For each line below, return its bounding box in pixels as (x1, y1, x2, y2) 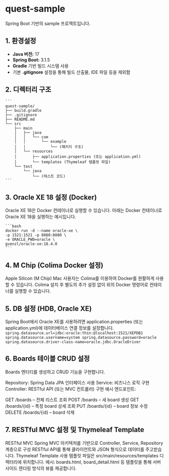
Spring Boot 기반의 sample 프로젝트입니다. (5, 20, 91, 26)
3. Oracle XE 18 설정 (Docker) (5, 193, 97, 201)
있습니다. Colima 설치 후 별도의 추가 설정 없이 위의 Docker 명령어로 (16, 282, 149, 288)
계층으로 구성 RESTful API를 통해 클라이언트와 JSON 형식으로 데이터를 (5, 446, 145, 452)
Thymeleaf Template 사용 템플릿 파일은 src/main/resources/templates (16, 452, 159, 458)
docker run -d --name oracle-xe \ (5, 228, 78, 233)
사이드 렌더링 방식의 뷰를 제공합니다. (5, 465, 77, 471)
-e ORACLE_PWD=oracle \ (5, 237, 55, 242)
